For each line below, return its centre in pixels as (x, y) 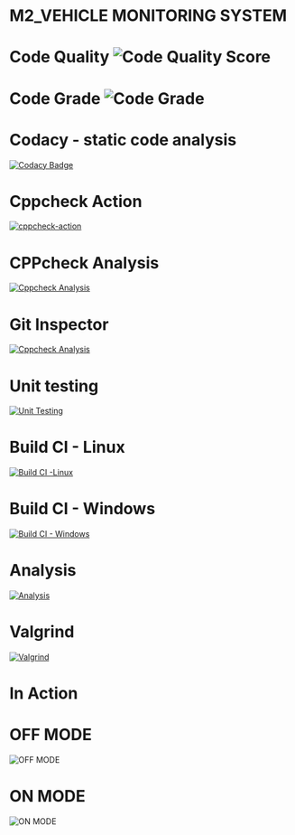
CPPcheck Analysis (84, 263)
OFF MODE (51, 735)
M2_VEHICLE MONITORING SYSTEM (148, 16)
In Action (44, 694)
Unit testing (54, 386)
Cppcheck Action (76, 201)
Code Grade (55, 98)
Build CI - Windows (83, 509)
